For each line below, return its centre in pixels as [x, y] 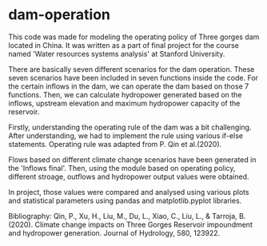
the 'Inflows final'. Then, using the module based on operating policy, [122, 168]
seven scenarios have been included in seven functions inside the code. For [133, 77]
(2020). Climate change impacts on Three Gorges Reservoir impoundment [131, 224]
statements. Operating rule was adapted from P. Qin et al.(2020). [115, 144]
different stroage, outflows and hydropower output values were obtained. [129, 177]
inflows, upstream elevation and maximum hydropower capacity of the [124, 103]
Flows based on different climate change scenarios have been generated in [132, 159]
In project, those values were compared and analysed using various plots [129, 192]
